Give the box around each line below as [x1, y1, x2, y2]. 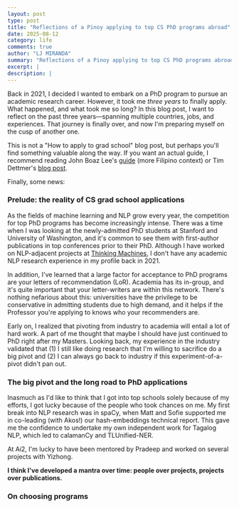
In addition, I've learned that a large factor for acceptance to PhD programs [7, 270, 228, 279]
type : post [7, 17, 40, 24]
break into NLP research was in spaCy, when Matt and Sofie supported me [7, 409, 226, 417]
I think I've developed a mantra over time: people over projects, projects [7, 466, 225, 475]
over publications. [7, 474, 63, 482]
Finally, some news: [7, 177, 65, 185]
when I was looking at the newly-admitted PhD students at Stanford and [7, 226, 218, 234]
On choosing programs [7, 492, 89, 502]
